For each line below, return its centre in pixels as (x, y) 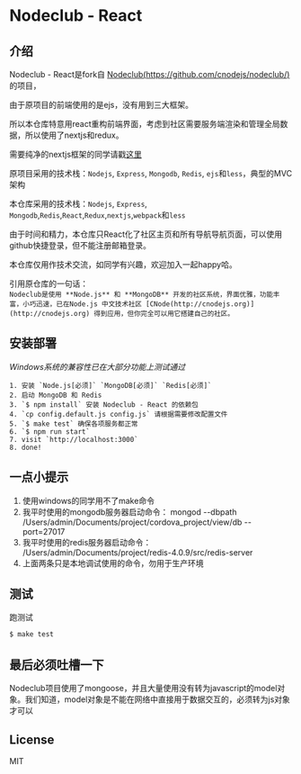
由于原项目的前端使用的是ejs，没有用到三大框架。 (101, 105)
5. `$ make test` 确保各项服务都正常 (74, 424)
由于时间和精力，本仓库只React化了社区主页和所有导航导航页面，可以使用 (146, 234)
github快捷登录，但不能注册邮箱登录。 (80, 245)
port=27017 (44, 531)
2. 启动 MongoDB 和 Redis (56, 395)
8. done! (26, 447)
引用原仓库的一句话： (49, 283)
